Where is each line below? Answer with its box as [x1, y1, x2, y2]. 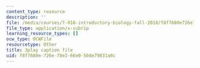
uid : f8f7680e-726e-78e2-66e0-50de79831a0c [6, 53, 116, 59]
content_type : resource [6, 8, 65, 15]
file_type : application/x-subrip [6, 25, 89, 31]
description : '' [6, 14, 46, 20]
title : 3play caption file [6, 47, 73, 53]
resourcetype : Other [6, 42, 58, 48]
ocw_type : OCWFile [6, 36, 52, 42]
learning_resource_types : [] [6, 31, 79, 37]
